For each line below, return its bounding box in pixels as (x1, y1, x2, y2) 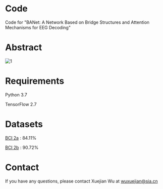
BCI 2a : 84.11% (5, 135, 37, 141)
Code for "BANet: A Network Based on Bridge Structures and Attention (5, 19, 150, 25)
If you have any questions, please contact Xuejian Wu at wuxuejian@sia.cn (5, 178, 158, 184)
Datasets (5, 119, 43, 130)
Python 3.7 (5, 92, 27, 98)
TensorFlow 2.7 (5, 101, 37, 107)
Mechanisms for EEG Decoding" (5, 24, 71, 30)
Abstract (5, 42, 42, 53)
